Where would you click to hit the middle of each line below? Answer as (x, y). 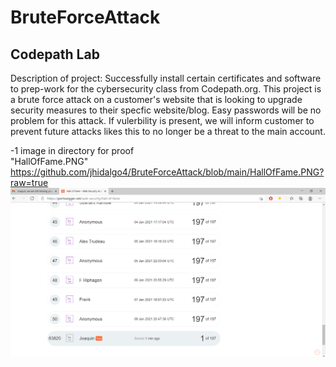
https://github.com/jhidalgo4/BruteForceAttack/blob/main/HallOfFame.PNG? (167, 172)
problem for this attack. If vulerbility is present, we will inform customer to (162, 120)
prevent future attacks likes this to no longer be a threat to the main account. (168, 131)
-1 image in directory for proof (72, 150)
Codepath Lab (55, 54)
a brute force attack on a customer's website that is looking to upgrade (156, 99)
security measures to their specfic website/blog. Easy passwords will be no (166, 110)
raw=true (29, 182)
